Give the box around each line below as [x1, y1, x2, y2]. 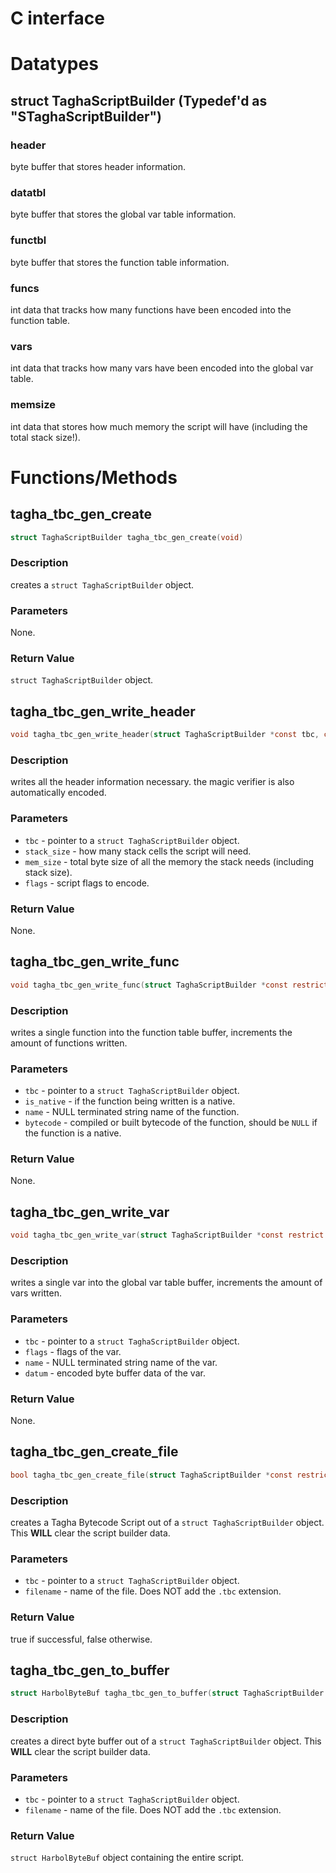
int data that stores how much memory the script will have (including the [10, 420, 308, 432]
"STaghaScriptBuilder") [10, 108, 162, 125]
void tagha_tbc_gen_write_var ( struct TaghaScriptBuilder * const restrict [10, 1230, 325, 1241]
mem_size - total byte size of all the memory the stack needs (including [24, 855, 315, 867]
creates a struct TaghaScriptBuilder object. [10, 578, 194, 591]
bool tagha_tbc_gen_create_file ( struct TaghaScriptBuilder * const [10, 1470, 293, 1480]
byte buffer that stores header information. [10, 161, 187, 173]
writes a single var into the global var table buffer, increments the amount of [10, 1277, 323, 1289]
